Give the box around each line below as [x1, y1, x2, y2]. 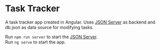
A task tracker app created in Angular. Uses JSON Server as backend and [5, 19, 156, 25]
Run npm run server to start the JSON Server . [5, 34, 98, 40]
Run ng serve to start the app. [5, 39, 66, 45]
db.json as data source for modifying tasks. [5, 24, 94, 30]
